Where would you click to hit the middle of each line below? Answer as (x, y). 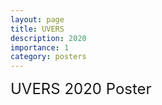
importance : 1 (40, 47)
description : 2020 (48, 38)
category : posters (48, 57)
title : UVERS (37, 29)
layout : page (37, 19)
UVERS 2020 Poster (81, 89)
